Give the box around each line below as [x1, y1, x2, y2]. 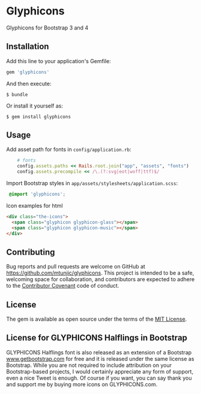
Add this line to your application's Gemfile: [6, 57, 111, 64]
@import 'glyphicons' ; [8, 191, 66, 198]
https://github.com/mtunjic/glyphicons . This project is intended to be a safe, [6, 269, 194, 277]
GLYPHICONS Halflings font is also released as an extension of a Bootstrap [6, 348, 192, 356]
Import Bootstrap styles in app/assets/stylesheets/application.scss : [6, 180, 178, 187]
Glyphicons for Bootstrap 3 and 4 [6, 24, 89, 31]
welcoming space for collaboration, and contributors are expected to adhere [6, 276, 195, 283]
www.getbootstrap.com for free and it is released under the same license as [6, 355, 194, 362]
